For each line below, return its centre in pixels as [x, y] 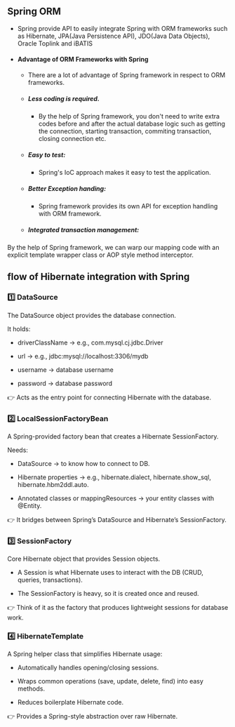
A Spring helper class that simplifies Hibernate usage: [85, 654]
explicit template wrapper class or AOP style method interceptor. [101, 255]
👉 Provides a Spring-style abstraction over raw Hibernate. [93, 716]
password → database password [65, 383]
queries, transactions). [50, 580]
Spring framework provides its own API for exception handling [128, 206]
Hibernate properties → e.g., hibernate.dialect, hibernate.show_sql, [114, 477]
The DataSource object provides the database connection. [92, 315]
